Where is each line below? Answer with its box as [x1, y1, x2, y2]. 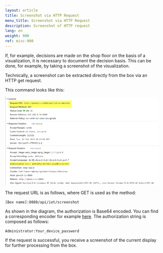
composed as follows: [5, 219, 49, 225]
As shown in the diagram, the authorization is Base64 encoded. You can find [5, 208, 159, 214]
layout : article [5, 8, 38, 13]
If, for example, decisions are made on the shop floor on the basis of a [5, 53, 146, 58]
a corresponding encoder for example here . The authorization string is [5, 214, 146, 219]
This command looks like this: [5, 87, 65, 92]
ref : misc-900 [5, 39, 34, 44]
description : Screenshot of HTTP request [5, 23, 91, 28]
